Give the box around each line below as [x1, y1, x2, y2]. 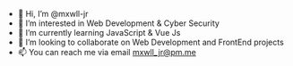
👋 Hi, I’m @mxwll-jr [17, 9, 89, 19]
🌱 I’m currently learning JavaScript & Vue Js [17, 28, 181, 37]
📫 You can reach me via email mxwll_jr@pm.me [17, 47, 197, 57]
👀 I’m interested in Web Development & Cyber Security [17, 18, 220, 29]
